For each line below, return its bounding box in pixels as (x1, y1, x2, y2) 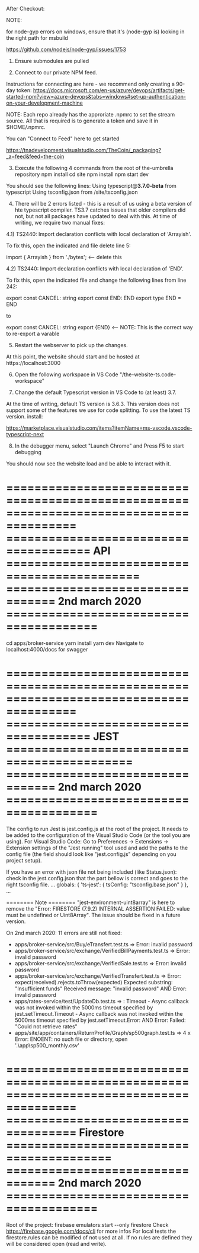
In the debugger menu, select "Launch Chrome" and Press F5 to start (14, 442, 184, 449)
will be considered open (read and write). (6, 1240, 107, 1247)
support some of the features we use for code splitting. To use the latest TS (6, 407, 191, 414)
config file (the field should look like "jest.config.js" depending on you (6, 850, 176, 858)
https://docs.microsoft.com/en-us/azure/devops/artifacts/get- (33, 87, 185, 94)
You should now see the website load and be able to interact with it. (6, 460, 171, 467)
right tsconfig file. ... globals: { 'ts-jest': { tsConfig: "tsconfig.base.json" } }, (6, 881, 188, 888)
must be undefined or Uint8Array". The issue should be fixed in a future (6, 911, 181, 918)
